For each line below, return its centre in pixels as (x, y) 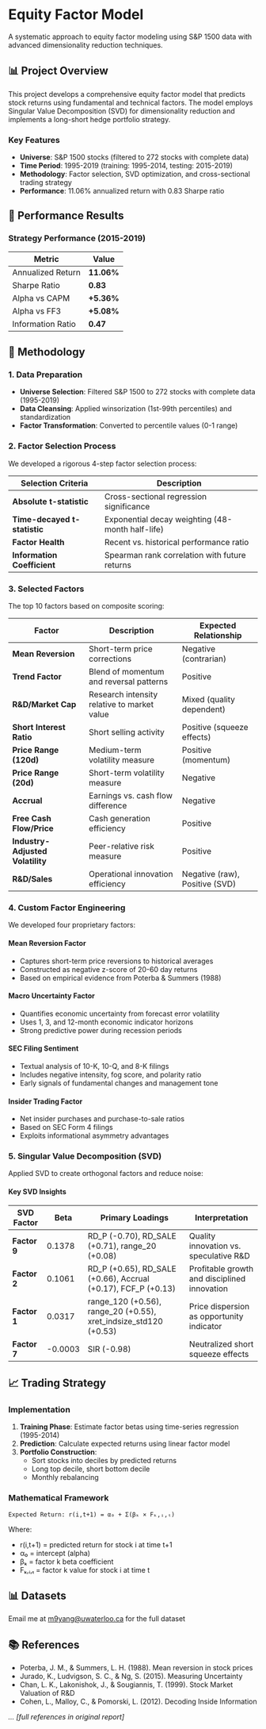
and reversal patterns (128, 682)
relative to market (121, 705)
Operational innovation (131, 874)
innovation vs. (215, 1246)
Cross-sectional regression (156, 496)
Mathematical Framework (59, 1498)
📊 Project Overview (58, 71)
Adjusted (30, 851)
